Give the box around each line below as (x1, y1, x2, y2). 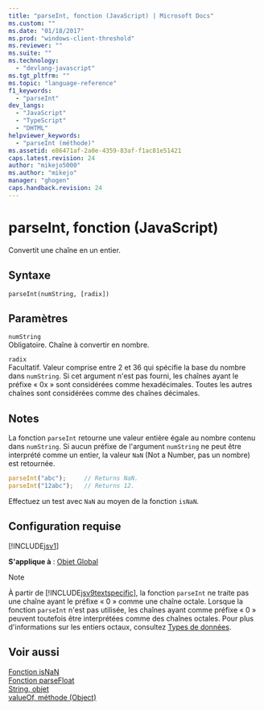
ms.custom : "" (8, 19, 56, 27)
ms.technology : (8, 57, 60, 65)
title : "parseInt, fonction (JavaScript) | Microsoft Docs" (8, 11, 215, 20)
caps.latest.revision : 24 (8, 154, 95, 162)
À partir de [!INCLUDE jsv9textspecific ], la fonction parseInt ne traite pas (8, 588, 250, 597)
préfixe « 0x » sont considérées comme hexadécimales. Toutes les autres (8, 380, 253, 390)
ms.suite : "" (8, 49, 52, 57)
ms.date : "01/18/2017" (8, 27, 85, 35)
